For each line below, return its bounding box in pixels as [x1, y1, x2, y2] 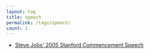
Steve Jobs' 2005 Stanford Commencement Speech [14, 42, 144, 49]
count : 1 [6, 25, 28, 31]
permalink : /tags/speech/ [6, 20, 71, 26]
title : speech [6, 14, 42, 20]
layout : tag [6, 8, 36, 15]
